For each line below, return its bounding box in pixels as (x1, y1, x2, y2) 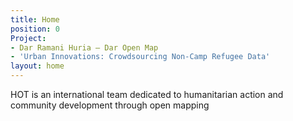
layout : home (10, 61, 65, 71)
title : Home (10, 14, 60, 25)
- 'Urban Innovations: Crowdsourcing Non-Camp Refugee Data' (10, 52, 271, 62)
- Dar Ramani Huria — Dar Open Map (10, 42, 159, 53)
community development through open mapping (10, 99, 210, 111)
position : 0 (10, 24, 60, 34)
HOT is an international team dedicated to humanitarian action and (10, 89, 284, 100)
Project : (10, 33, 47, 43)
